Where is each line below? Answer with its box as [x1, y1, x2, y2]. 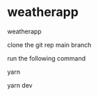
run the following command [7, 54, 86, 63]
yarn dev [7, 81, 33, 89]
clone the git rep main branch [7, 40, 92, 49]
